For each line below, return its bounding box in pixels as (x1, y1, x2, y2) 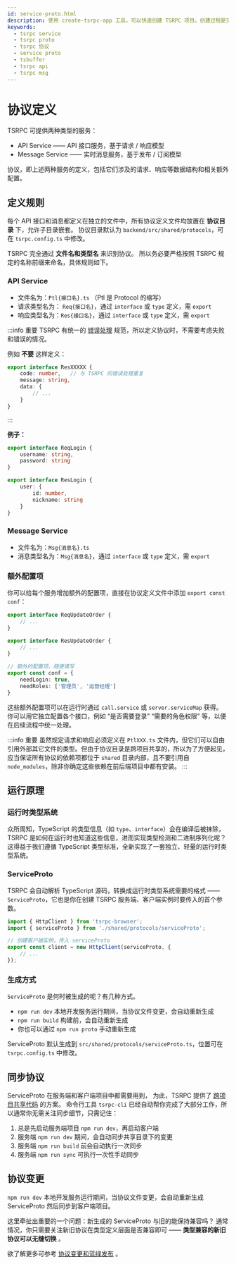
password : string (20, 458, 71, 465)
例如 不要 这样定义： (7, 350, 67, 358)
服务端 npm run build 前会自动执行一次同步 (17, 1141, 143, 1150)
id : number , (32, 489, 68, 497)
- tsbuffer (13, 56, 46, 63)
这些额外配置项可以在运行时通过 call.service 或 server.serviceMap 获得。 (7, 703, 223, 711)
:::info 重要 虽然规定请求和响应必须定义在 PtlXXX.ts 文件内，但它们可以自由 (7, 735, 225, 744)
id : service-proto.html (7, 10, 77, 18)
